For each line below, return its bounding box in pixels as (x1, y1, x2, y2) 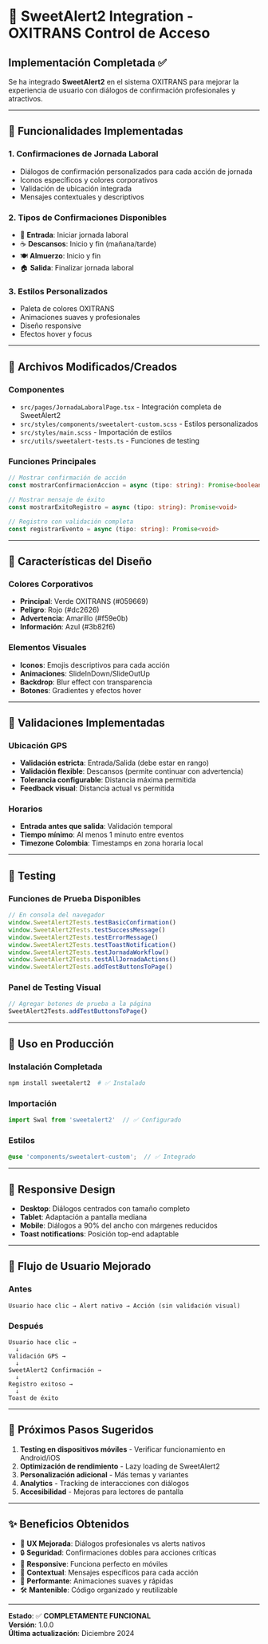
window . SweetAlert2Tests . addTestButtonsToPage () (8, 963, 173, 972)
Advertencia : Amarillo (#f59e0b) (19, 613, 128, 623)
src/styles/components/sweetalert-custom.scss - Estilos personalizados (19, 419, 258, 428)
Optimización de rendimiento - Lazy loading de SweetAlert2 (19, 1461, 221, 1471)
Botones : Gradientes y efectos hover (19, 685, 142, 695)
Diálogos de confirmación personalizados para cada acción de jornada (19, 167, 253, 176)
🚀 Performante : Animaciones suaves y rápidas (19, 1575, 174, 1586)
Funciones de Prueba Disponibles (8, 893, 141, 904)
